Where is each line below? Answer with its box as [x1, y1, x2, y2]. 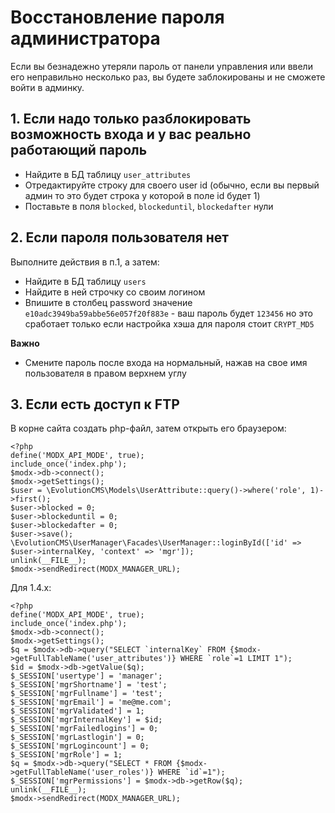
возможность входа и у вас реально [10, 126, 252, 143]
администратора [10, 27, 161, 50]
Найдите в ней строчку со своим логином [24, 286, 206, 298]
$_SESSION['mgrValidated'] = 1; [10, 706, 145, 716]
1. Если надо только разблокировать [10, 111, 252, 128]
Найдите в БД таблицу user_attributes [24, 168, 192, 180]
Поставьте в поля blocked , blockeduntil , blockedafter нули [24, 200, 274, 212]
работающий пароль [10, 142, 148, 159]
